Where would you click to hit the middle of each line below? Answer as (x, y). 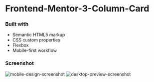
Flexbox (20, 45)
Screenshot (19, 63)
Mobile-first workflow (35, 50)
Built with (17, 24)
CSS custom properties (36, 40)
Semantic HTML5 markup (39, 35)
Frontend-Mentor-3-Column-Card (77, 9)
